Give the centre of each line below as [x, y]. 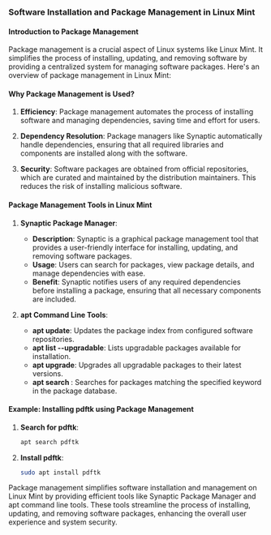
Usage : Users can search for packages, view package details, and [143, 264]
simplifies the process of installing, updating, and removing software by [128, 58]
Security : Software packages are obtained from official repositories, [134, 169]
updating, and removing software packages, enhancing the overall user [128, 514]
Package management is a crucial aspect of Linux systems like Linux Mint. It [136, 49]
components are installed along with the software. [104, 153]
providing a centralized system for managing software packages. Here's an [134, 66]
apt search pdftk [49, 442]
